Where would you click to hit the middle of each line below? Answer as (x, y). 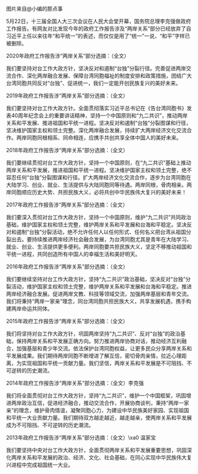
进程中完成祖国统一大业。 (42, 465)
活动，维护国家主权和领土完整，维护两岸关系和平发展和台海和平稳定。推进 (101, 287)
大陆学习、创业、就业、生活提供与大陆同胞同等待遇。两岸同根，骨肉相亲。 (96, 185)
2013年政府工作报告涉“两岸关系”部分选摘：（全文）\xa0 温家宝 (81, 437)
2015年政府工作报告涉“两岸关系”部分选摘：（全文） (67, 321)
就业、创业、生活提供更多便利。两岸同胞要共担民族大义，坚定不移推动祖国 (96, 247)
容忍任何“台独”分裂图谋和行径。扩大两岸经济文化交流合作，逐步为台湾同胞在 (99, 177)
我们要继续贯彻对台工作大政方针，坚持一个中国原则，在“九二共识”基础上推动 (99, 163)
